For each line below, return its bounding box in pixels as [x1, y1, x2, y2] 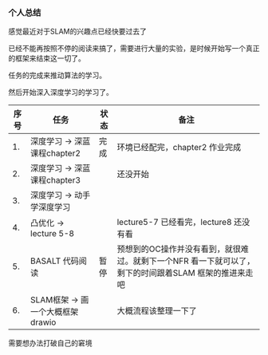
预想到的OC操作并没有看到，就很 [116, 243, 241, 254]
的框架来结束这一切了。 [8, 53, 85, 63]
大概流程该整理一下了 [116, 306, 197, 317]
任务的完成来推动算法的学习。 [8, 70, 106, 81]
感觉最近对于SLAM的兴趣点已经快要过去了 [8, 26, 148, 37]
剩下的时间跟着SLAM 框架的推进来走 [116, 267, 254, 278]
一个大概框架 [30, 306, 79, 318]
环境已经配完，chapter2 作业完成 [116, 142, 242, 153]
